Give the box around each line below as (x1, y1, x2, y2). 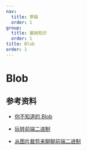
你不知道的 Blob (14, 113, 53, 120)
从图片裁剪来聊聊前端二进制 (14, 138, 81, 145)
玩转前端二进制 (14, 125, 50, 132)
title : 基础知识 (11, 30, 48, 36)
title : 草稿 (11, 14, 39, 20)
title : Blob (6, 41, 35, 47)
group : (6, 25, 22, 31)
